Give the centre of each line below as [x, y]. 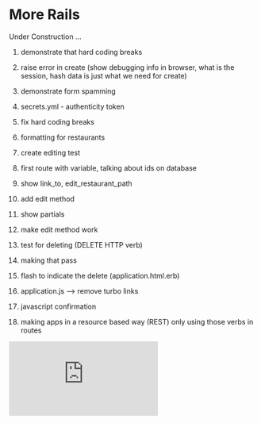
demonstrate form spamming [68, 91]
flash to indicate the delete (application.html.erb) [100, 275]
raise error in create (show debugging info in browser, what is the [127, 67]
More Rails [44, 15]
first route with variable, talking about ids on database [109, 167]
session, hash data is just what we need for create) [104, 75]
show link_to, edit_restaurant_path [77, 183]
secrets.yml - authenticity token [73, 106]
